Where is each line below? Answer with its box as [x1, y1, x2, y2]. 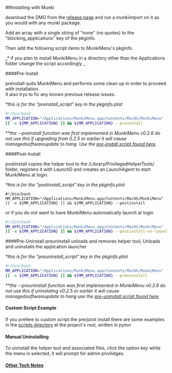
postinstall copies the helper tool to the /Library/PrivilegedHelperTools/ [5, 161, 155, 167]
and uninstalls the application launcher [5, 244, 87, 250]
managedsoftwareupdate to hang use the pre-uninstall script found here [5, 293, 159, 299]
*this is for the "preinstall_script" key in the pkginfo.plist [5, 101, 123, 107]
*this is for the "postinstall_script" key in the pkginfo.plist [5, 182, 125, 188]
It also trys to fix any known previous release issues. [5, 91, 116, 97]
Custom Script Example [5, 305, 57, 311]
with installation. [5, 86, 40, 92]
